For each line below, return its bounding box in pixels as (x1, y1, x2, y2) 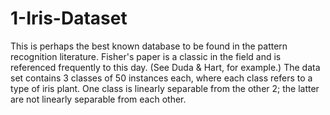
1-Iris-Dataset (10, 7, 128, 30)
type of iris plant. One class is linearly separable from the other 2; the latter (10, 82, 320, 94)
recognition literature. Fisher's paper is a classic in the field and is (10, 50, 282, 62)
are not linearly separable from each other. (10, 93, 187, 105)
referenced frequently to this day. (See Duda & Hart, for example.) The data (10, 61, 321, 73)
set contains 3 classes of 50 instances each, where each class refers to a (10, 72, 313, 84)
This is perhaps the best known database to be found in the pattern (10, 40, 288, 52)
